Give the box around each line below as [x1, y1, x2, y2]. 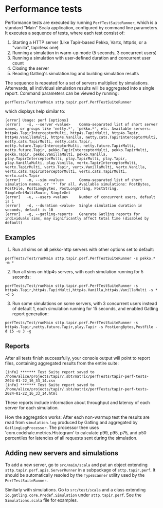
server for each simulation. [5, 405, 59, 410]
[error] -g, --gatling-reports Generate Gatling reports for [5, 211, 140, 217]
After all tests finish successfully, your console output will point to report [5, 355, 150, 361]
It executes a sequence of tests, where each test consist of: [5, 30, 125, 36]
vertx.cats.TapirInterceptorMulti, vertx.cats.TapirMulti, [5, 169, 127, 174]
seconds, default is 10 [5, 207, 54, 212]
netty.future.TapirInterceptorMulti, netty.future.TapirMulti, [5, 143, 136, 148]
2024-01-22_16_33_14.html [5, 391, 57, 396]
